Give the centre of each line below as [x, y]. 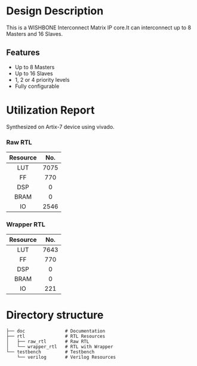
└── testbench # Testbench [50, 352]
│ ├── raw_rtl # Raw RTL [48, 342]
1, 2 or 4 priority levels [42, 79]
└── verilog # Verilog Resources [67, 357]
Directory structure [55, 315]
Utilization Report [50, 110]
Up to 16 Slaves [34, 73]
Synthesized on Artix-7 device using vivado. [60, 127]
